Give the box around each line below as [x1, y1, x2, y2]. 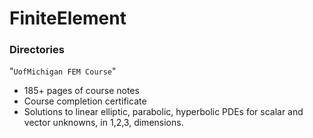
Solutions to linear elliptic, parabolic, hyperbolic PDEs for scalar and [23, 106, 304, 118]
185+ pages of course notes [23, 85, 140, 97]
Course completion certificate [23, 95, 147, 107]
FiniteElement [9, 7, 127, 30]
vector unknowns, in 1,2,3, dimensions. [23, 117, 184, 129]
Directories [9, 43, 65, 57]
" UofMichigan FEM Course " [9, 65, 117, 77]
